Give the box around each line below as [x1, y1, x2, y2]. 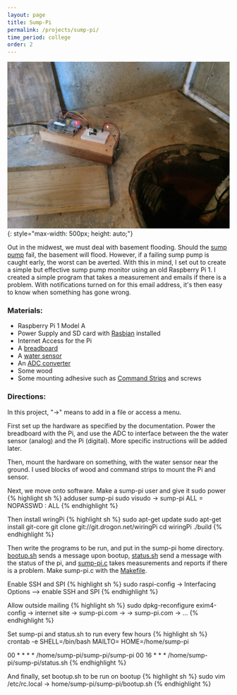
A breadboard [17, 344, 59, 353]
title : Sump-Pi [7, 18, 52, 26]
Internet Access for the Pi [17, 337, 92, 345]
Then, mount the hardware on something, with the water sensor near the [7, 457, 219, 466]
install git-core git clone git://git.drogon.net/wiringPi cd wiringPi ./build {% [7, 522, 222, 531]
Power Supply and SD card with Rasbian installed [17, 329, 161, 338]
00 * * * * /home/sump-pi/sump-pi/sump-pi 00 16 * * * [7, 651, 167, 659]
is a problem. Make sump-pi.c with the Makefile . [7, 566, 147, 574]
